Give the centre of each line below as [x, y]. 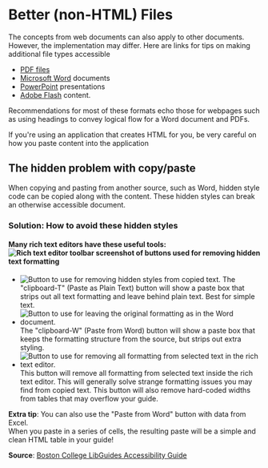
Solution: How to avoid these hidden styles [93, 225]
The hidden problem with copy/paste [102, 169]
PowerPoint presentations [62, 87]
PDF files [35, 69]
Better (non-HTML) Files [91, 15]
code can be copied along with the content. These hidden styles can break [132, 196]
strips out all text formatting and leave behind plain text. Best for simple [137, 296]
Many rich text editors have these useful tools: [87, 244]
